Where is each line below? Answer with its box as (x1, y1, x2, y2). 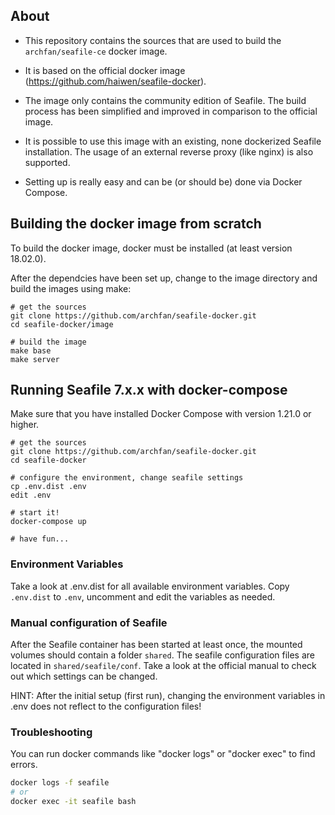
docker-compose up (10, 517, 87, 527)
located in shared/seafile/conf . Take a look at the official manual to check (10, 660, 317, 672)
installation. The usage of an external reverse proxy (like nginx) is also (24, 145, 314, 158)
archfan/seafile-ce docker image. (24, 45, 168, 57)
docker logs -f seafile (10, 778, 110, 788)
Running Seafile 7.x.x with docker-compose (10, 382, 288, 399)
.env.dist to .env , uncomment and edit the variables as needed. (10, 590, 276, 603)
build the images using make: (10, 282, 132, 294)
